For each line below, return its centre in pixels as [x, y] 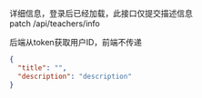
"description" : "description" [75, 76]
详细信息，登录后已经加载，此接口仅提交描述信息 [101, 13]
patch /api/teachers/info [55, 24]
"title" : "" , [42, 68]
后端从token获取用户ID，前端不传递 [76, 42]
